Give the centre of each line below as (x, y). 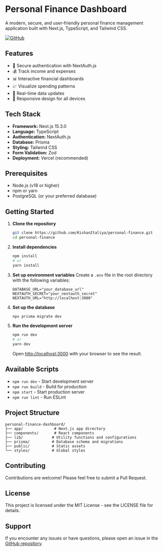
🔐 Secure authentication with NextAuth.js (54, 65)
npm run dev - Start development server (53, 381)
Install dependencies (35, 247)
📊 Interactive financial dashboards (48, 79)
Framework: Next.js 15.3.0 (40, 126)
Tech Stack (23, 114)
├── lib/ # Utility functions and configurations (71, 437)
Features (19, 54)
